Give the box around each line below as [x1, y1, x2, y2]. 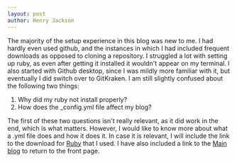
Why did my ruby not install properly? [17, 95, 128, 103]
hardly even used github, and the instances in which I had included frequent [7, 44, 229, 52]
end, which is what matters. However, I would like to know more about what [7, 124, 228, 132]
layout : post [7, 10, 46, 18]
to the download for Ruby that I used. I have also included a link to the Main [7, 139, 227, 147]
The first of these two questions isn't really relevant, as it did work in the [7, 116, 219, 125]
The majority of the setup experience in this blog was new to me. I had [7, 36, 214, 45]
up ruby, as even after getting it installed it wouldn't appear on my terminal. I [7, 59, 230, 67]
